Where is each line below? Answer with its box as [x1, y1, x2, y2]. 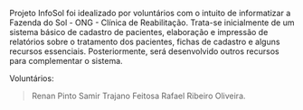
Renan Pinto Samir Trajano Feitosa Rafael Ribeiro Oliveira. [31, 90, 246, 101]
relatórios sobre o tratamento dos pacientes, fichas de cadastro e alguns [9, 36, 280, 47]
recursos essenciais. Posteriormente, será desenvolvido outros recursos [9, 46, 279, 57]
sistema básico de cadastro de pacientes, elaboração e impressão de [9, 27, 269, 37]
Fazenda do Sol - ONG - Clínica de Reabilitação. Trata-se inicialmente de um [9, 17, 295, 28]
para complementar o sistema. [9, 56, 124, 66]
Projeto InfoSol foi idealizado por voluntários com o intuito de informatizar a [9, 8, 291, 18]
